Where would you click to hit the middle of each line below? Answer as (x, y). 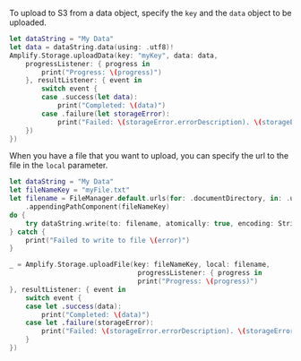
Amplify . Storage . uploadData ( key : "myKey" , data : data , (114, 56)
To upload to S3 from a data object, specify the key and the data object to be (150, 13)
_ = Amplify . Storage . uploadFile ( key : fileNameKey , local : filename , (140, 265)
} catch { (28, 232)
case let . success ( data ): (74, 306)
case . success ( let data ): (90, 98)
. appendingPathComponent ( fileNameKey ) (98, 207)
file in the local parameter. (59, 166)
